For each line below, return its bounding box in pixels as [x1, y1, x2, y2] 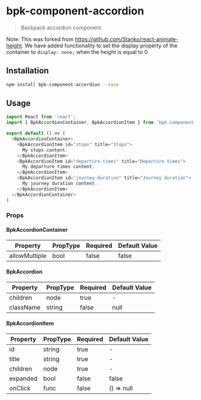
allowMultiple [9, 251, 47, 260]
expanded [9, 374, 38, 383]
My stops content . [22, 147, 68, 153]
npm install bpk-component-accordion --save [6, 81, 119, 87]
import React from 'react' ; [6, 114, 77, 120]
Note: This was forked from [6, 35, 74, 43]
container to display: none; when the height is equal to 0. [6, 48, 150, 55]
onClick [9, 384, 31, 393]
